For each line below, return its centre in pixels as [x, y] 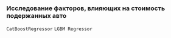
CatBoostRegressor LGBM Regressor [49, 29]
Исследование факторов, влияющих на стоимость [86, 8]
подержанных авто [37, 15]
